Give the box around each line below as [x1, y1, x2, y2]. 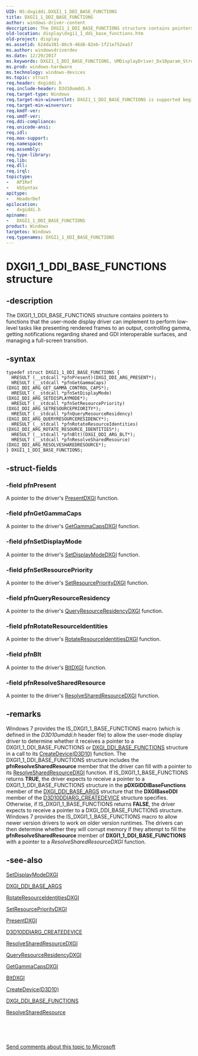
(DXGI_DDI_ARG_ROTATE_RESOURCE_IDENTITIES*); [6, 427, 120, 433]
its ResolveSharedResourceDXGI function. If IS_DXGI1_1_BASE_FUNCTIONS [6, 769, 189, 776]
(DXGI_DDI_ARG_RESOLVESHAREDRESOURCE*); [6, 442, 107, 448]
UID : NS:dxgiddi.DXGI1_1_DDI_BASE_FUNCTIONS [6, 8, 117, 15]
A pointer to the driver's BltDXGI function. [6, 664, 107, 671]
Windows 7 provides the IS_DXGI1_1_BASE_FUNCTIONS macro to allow [6, 813, 178, 820]
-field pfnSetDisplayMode [6, 537, 82, 546]
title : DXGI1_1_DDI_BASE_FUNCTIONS [6, 14, 94, 20]
